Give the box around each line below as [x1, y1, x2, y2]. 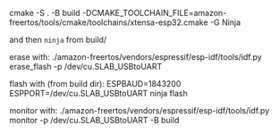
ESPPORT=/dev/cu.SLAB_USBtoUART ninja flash [9, 88, 188, 98]
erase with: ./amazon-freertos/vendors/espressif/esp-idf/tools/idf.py [9, 52, 262, 62]
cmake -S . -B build [9, 8, 80, 18]
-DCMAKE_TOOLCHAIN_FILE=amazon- [81, 8, 227, 18]
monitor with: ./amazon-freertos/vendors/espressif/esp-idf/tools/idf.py [9, 105, 270, 115]
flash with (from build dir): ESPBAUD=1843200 [9, 79, 182, 88]
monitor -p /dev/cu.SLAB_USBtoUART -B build [9, 115, 180, 125]
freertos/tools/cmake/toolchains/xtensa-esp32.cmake [9, 17, 208, 28]
